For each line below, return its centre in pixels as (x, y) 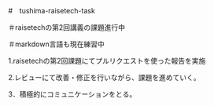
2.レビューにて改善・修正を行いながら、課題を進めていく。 (104, 77)
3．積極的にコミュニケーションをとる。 (72, 94)
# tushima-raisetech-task (52, 11)
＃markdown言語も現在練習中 (56, 44)
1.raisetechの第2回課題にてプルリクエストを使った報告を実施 (107, 61)
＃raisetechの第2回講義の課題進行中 (67, 27)
